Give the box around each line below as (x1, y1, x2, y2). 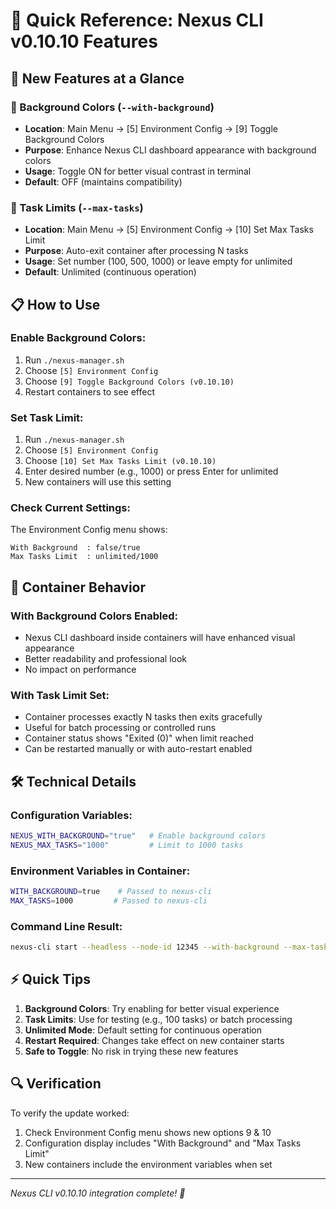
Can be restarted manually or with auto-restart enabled (24, 743, 253, 755)
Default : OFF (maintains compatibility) (24, 175, 183, 188)
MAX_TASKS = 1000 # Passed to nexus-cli (10, 896, 208, 906)
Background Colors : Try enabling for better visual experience (24, 1002, 280, 1014)
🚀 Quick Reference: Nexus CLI (10, 9, 264, 32)
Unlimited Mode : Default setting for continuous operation (24, 1024, 262, 1036)
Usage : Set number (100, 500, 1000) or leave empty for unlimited (24, 255, 293, 268)
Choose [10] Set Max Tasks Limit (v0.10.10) (24, 455, 217, 467)
